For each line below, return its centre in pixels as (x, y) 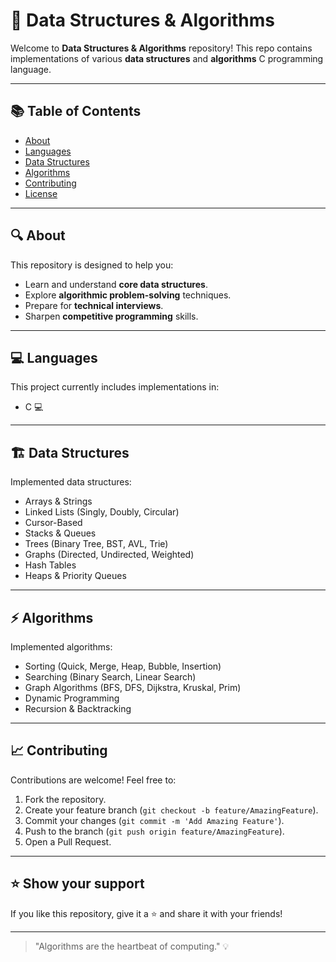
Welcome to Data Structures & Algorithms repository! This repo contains (161, 48)
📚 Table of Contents (76, 111)
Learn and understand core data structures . (116, 284)
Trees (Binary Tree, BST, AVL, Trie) (96, 544)
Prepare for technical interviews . (94, 305)
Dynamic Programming (72, 698)
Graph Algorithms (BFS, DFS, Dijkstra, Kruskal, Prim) (133, 687)
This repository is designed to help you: (92, 265)
